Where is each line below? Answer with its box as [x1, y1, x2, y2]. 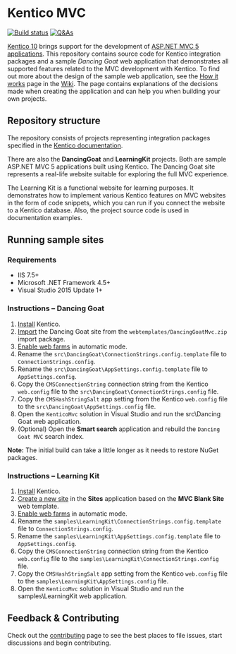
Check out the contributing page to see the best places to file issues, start [7, 631, 223, 639]
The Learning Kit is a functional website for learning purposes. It [7, 183, 194, 192]
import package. [17, 334, 66, 343]
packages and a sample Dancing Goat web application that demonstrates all [7, 56, 229, 65]
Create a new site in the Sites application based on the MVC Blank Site [17, 495, 224, 503]
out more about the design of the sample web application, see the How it [7, 72, 218, 80]
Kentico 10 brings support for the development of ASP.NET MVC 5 [7, 42, 199, 50]
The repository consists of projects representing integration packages [7, 133, 211, 142]
